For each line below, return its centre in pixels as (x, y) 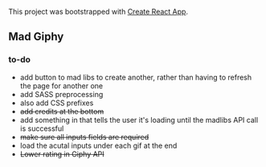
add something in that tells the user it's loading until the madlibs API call (139, 120)
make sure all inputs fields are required (84, 136)
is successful (42, 128)
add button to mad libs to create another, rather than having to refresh (136, 77)
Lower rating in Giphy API (62, 154)
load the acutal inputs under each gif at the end (98, 145)
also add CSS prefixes (57, 103)
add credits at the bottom (62, 111)
